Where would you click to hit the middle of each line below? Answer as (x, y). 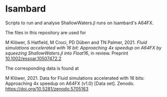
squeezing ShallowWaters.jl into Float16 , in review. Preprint (67, 53)
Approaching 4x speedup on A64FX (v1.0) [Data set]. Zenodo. (70, 83)
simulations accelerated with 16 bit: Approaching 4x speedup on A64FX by (83, 47)
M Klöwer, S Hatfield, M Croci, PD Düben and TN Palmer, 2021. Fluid (76, 42)
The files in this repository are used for (46, 32)
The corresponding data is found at (42, 68)
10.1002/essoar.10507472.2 (33, 58)
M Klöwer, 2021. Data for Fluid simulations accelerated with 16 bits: (75, 78)
